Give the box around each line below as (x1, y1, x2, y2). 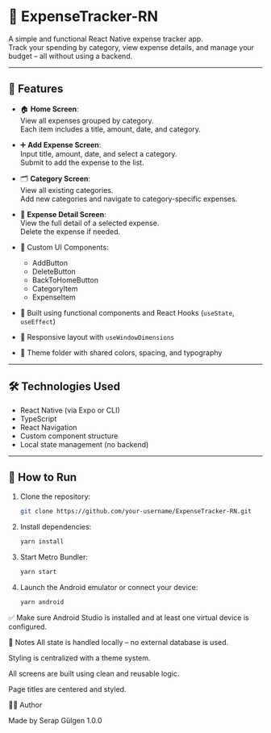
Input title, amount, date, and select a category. (19, 149, 177, 158)
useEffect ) (19, 316, 56, 326)
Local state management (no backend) (19, 439, 149, 449)
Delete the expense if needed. (19, 226, 121, 237)
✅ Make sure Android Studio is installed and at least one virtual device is (8, 613, 249, 622)
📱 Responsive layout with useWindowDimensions (19, 332, 175, 341)
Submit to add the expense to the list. (19, 157, 144, 167)
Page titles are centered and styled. (8, 684, 127, 693)
